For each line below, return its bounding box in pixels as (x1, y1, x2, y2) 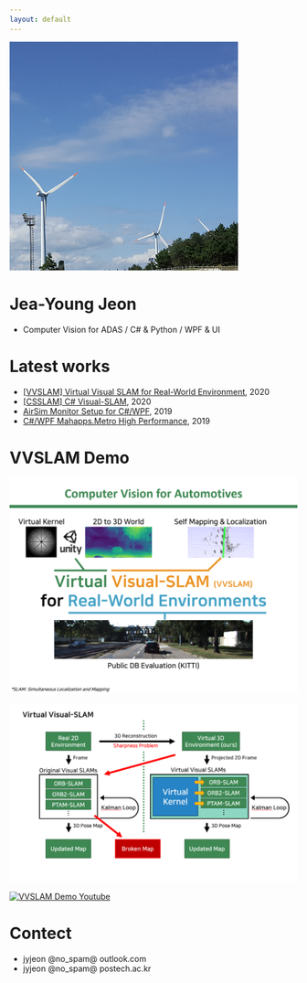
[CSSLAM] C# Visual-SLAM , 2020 (22, 396, 152, 407)
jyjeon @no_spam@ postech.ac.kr (22, 963, 152, 974)
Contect (9, 924, 72, 944)
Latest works (9, 356, 111, 377)
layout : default (9, 15, 71, 24)
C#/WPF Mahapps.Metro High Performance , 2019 (22, 415, 210, 426)
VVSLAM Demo (9, 447, 130, 468)
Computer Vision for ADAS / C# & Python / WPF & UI (22, 324, 221, 335)
